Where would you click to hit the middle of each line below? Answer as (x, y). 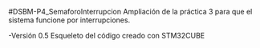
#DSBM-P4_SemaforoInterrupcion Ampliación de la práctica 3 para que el (130, 12)
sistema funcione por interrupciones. (69, 20)
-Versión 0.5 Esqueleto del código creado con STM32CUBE (107, 36)
